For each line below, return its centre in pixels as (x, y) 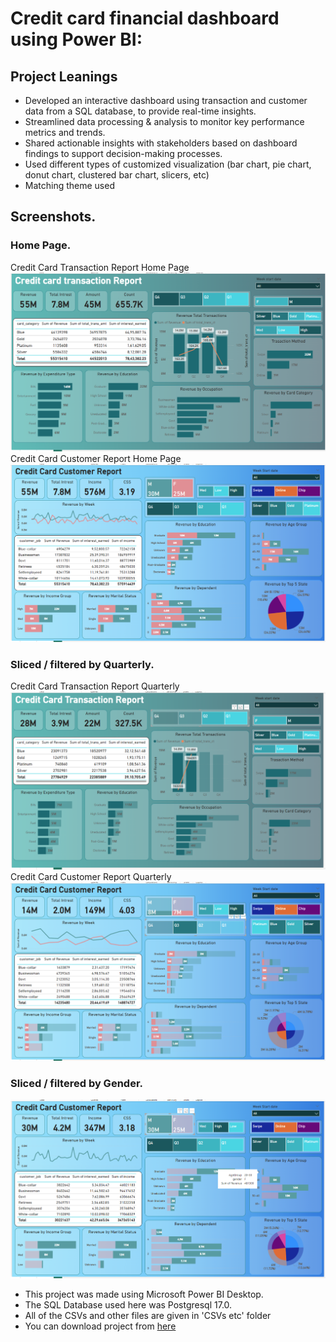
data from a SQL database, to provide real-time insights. (140, 111)
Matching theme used (69, 185)
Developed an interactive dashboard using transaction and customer (166, 100)
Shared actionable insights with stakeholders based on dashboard (161, 143)
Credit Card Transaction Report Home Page (100, 267)
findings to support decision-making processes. (123, 153)
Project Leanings (64, 76)
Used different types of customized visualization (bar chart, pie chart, (168, 164)
